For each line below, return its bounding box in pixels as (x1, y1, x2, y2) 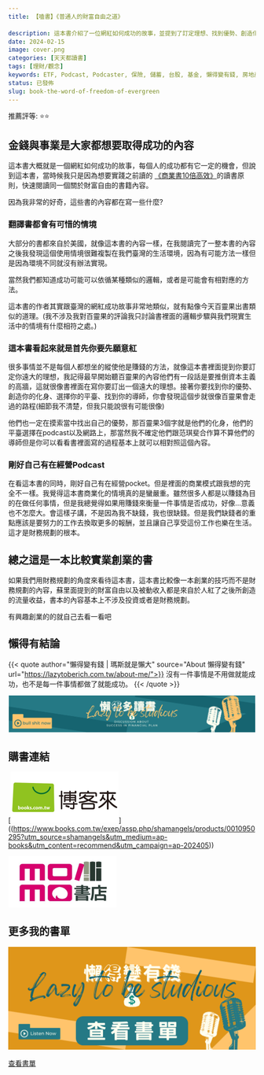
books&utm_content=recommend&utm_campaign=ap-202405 (8, 840, 210, 850)
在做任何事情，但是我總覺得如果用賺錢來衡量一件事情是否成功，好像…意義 (14, 498, 255, 508)
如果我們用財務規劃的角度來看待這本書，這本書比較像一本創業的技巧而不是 (8, 575, 249, 586)
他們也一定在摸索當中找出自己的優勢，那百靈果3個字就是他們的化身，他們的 (8, 418, 254, 427)
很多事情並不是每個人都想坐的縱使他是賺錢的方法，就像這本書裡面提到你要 (8, 362, 249, 371)
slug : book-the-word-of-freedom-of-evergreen (8, 87, 159, 95)
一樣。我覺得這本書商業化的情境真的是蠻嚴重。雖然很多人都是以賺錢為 (21, 489, 249, 498)
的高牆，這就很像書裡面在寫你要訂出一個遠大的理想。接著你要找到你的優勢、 (8, 382, 256, 391)
